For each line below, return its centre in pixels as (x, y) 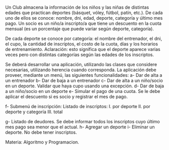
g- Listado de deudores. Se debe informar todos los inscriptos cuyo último (82, 121)
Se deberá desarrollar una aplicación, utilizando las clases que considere (81, 64)
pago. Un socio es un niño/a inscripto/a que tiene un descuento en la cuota (83, 23)
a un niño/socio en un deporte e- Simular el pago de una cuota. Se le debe (83, 91)
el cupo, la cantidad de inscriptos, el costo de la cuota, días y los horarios (81, 44)
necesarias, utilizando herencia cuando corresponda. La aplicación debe (81, 70)
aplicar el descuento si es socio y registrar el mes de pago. (67, 96)
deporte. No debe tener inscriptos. (41, 132)
